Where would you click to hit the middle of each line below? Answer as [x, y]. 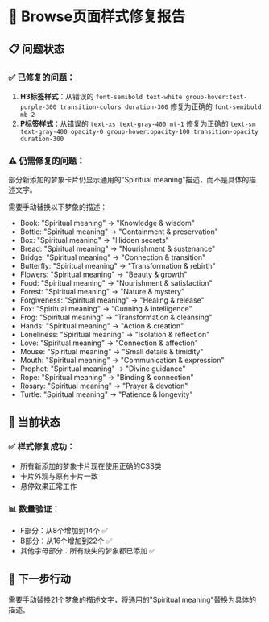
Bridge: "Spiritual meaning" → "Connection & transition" [113, 257]
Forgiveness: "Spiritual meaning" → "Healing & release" [112, 300]
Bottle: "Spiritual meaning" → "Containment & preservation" [119, 232]
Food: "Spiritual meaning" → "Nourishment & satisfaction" [116, 283]
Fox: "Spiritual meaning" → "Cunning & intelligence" [106, 309]
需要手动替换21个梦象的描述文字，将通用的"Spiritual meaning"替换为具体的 [132, 599]
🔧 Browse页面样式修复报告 [97, 17]
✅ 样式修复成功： [42, 447]
